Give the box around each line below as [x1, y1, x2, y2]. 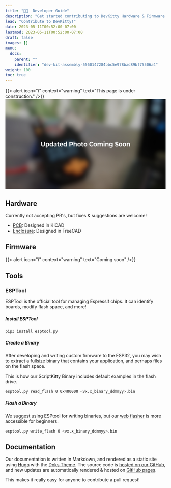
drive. [5, 378, 18, 384]
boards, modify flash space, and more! [5, 303, 87, 310]
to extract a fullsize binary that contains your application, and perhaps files [5, 358, 162, 364]
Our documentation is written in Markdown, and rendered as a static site [5, 456, 157, 463]
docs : [10, 51, 22, 56]
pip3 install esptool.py [5, 329, 58, 334]
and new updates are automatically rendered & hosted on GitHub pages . [5, 467, 157, 473]
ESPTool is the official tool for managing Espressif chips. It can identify [5, 298, 154, 304]
